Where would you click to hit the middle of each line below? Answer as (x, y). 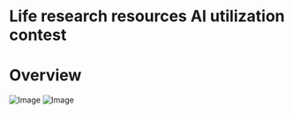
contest (38, 35)
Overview (45, 76)
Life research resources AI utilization (147, 16)
